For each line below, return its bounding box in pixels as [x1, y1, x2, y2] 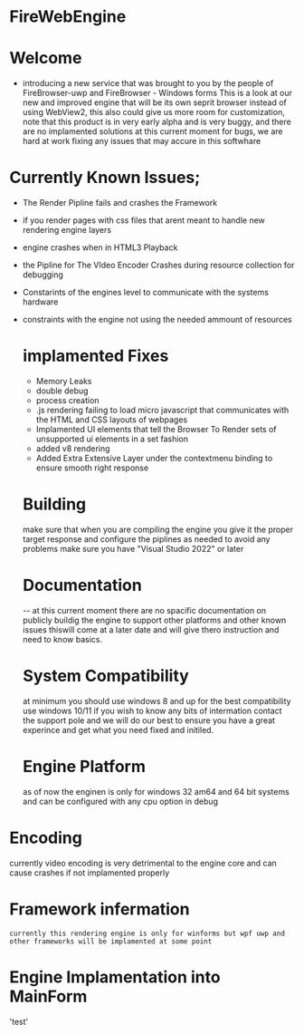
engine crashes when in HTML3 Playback [22, 242, 178, 253]
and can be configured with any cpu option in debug [22, 796, 219, 807]
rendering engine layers [22, 225, 111, 236]
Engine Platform [22, 757, 147, 777]
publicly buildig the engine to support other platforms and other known [22, 614, 287, 625]
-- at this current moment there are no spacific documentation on [22, 604, 267, 615]
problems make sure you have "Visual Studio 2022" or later [22, 543, 244, 554]
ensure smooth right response [35, 462, 149, 473]
